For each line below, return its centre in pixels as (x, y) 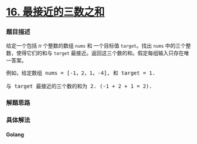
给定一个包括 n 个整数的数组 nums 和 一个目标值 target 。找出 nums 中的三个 (96, 46)
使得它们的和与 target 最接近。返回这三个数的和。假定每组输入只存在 (100, 53)
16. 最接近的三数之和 (55, 12)
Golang (15, 134)
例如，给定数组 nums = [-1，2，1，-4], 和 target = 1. (81, 73)
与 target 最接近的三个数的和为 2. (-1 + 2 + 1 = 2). (79, 86)
